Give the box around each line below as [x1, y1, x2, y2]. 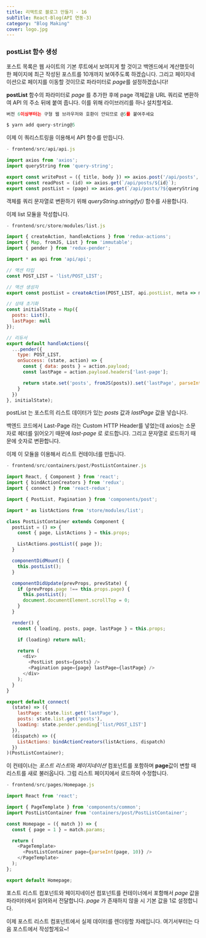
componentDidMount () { [12, 558, 70, 564]
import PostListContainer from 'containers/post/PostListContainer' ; [6, 810, 188, 816]
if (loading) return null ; [17, 637, 86, 643]
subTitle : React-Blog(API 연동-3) [6, 15, 92, 21]
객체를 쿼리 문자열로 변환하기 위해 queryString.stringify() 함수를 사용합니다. [6, 197, 188, 204]
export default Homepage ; [6, 877, 72, 883]
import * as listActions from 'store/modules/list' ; [6, 507, 144, 513]
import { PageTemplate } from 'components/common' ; [6, 804, 141, 810]
